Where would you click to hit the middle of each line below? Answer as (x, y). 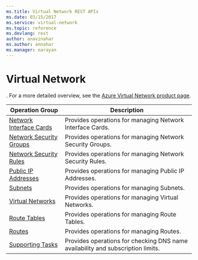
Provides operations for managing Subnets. (125, 187)
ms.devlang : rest (27, 34)
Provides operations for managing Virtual (121, 197)
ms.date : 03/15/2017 (32, 17)
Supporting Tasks (33, 244)
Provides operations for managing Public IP (124, 170)
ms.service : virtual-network (42, 22)
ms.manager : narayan (32, 50)
